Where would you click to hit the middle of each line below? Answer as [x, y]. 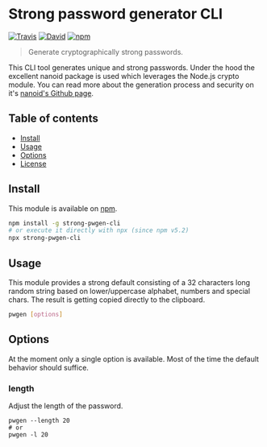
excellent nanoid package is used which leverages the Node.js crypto [124, 76]
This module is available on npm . [63, 208]
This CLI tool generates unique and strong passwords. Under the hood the [132, 67]
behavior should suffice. [48, 367]
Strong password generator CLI [116, 14]
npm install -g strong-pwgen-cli [65, 223]
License [33, 163]
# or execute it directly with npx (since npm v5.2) [99, 230]
